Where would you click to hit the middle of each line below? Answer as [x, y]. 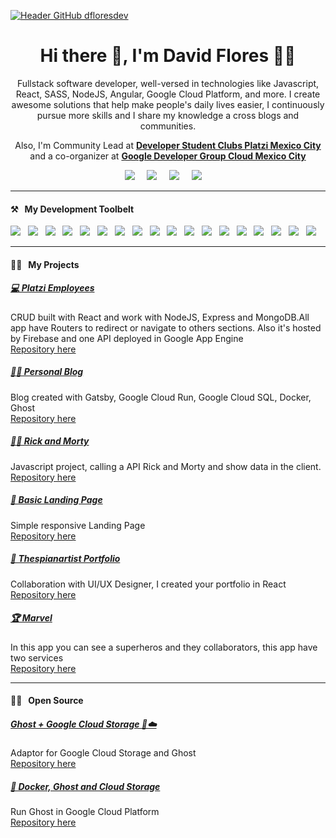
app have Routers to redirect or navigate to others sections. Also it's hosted [166, 327]
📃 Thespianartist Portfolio [65, 559]
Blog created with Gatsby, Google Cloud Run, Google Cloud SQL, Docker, [161, 397]
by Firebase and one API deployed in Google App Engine [127, 338]
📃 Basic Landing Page [56, 500]
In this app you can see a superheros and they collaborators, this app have [164, 647]
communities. [168, 126]
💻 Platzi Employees [52, 288]
